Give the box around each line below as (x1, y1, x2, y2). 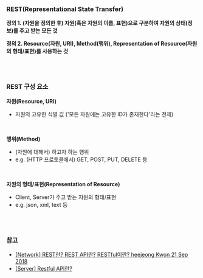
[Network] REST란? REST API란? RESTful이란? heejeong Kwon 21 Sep (15, 251, 188, 258)
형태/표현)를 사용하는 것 (12, 47, 69, 55)
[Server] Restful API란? (15, 265, 73, 272)
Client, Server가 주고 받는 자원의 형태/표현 (15, 193, 117, 201)
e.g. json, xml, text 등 (15, 201, 68, 208)
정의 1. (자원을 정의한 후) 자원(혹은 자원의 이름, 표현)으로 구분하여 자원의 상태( (6, 19, 188, 27)
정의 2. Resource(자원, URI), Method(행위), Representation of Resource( (6, 40, 188, 47)
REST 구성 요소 (6, 83, 49, 91)
